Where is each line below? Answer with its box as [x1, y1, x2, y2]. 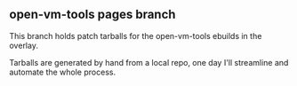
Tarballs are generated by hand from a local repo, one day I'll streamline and [9, 57, 289, 67]
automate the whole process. [9, 66, 116, 77]
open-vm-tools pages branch [9, 7, 176, 22]
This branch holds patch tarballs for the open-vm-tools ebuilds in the [9, 30, 262, 41]
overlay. [9, 40, 38, 51]
